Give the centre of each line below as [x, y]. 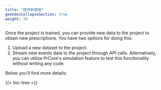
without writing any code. [38, 64]
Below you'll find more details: [36, 73]
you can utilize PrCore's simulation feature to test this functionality [80, 58]
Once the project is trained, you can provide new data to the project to [77, 33]
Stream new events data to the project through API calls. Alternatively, [84, 53]
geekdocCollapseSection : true [37, 14]
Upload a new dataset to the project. [50, 48]
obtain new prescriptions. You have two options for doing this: [69, 38]
